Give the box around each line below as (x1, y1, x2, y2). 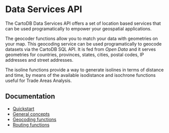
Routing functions (12, 121, 49, 127)
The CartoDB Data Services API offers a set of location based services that (5, 20, 161, 26)
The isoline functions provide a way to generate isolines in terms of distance (5, 67, 164, 73)
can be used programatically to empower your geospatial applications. (5, 25, 152, 31)
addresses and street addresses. (5, 57, 74, 63)
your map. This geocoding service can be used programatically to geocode (5, 40, 162, 47)
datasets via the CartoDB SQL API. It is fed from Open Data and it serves (5, 46, 156, 52)
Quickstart (12, 105, 34, 112)
